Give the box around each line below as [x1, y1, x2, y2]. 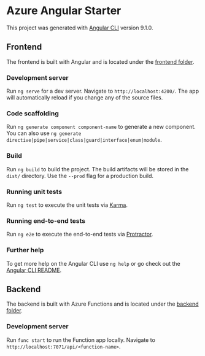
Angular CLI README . [6, 266, 62, 274]
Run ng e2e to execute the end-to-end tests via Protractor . [6, 231, 153, 238]
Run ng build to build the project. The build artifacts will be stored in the [6, 165, 189, 172]
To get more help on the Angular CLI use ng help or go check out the [6, 260, 180, 267]
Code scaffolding [6, 109, 60, 117]
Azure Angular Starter [6, 4, 122, 18]
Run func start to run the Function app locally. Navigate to [6, 336, 155, 344]
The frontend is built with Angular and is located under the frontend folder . [6, 58, 195, 65]
